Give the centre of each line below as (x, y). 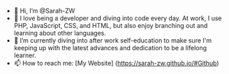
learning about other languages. (60, 33)
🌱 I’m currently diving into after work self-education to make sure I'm (113, 40)
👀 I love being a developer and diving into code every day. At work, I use (118, 18)
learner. (25, 55)
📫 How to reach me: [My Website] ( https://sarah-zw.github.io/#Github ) (116, 63)
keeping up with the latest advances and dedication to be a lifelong (110, 48)
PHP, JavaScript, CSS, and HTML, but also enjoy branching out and (111, 25)
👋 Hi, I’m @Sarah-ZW (44, 11)
